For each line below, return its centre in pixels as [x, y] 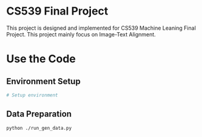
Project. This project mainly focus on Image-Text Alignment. [81, 34]
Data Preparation [39, 114]
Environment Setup [43, 81]
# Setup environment [32, 95]
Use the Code [41, 59]
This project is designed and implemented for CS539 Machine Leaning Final [101, 28]
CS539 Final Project [57, 11]
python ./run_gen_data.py [39, 128]
